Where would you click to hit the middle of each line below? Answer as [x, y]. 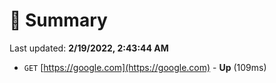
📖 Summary [58, 20]
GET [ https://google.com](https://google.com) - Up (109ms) [145, 67]
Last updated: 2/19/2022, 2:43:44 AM [89, 48]
